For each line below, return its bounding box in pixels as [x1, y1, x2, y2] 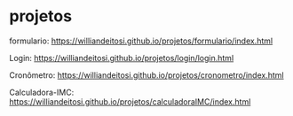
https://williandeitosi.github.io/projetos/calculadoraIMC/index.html [9, 96, 251, 107]
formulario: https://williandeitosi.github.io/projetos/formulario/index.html [9, 35, 273, 46]
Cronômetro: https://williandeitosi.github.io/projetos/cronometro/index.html [9, 69, 284, 81]
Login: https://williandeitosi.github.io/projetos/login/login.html [9, 52, 234, 63]
